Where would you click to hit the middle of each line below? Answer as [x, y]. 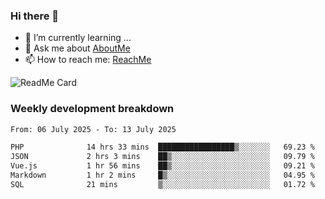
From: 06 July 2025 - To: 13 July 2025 [93, 129]
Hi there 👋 [35, 16]
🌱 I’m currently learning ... [78, 38]
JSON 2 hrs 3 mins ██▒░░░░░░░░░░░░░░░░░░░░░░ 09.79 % [162, 157]
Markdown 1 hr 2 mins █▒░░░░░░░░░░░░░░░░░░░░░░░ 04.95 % [162, 175]
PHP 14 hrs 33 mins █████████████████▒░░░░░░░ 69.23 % [162, 147]
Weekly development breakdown [92, 109]
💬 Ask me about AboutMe [77, 48]
